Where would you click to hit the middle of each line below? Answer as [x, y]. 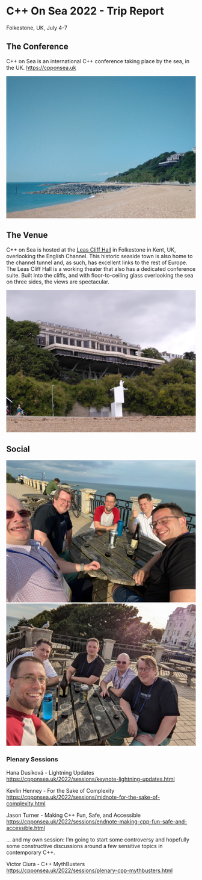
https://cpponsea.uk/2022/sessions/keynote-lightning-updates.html [91, 779]
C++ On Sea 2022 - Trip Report [85, 11]
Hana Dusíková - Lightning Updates [50, 772]
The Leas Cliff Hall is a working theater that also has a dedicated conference [101, 268]
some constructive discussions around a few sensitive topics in [85, 846]
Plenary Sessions [32, 760]
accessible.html [26, 828]
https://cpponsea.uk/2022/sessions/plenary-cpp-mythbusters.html [90, 870]
